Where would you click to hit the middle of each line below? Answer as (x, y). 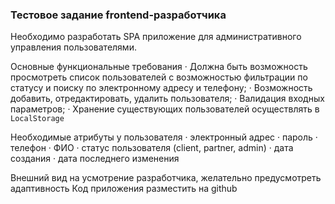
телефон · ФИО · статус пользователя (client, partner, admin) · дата (152, 148)
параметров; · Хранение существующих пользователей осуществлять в (165, 109)
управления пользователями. (73, 47)
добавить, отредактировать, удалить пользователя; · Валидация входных (167, 99)
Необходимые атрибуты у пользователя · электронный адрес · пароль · (164, 137)
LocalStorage (37, 119)
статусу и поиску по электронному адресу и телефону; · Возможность (161, 88)
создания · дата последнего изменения (95, 159)
